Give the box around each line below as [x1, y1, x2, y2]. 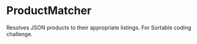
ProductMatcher [6, 4, 92, 18]
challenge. [6, 30, 33, 37]
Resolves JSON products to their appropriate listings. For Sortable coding [6, 24, 191, 31]
